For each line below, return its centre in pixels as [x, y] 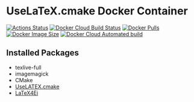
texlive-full [28, 67]
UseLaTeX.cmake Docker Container [97, 11]
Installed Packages [43, 53]
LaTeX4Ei [27, 93]
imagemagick [32, 74]
